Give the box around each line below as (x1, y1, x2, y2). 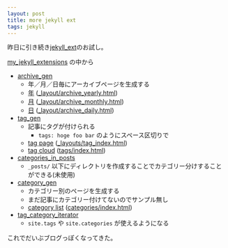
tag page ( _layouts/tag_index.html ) (27, 139, 128, 147)
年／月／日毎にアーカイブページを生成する (27, 80, 150, 88)
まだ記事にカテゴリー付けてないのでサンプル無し (27, 196, 169, 204)
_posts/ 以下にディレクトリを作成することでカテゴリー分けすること (27, 162, 222, 171)
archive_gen (17, 72, 53, 80)
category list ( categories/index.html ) (27, 203, 132, 212)
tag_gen (17, 114, 41, 123)
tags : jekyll (7, 23, 45, 30)
